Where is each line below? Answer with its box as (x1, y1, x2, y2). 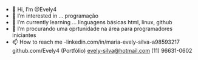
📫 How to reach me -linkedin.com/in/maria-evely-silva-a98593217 (12, 38, 180, 45)
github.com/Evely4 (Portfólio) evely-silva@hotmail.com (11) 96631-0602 (12, 47, 193, 54)
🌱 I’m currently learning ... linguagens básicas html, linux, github (12, 19, 172, 25)
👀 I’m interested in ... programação (12, 12, 99, 19)
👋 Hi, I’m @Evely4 (12, 6, 57, 13)
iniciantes (12, 32, 36, 39)
